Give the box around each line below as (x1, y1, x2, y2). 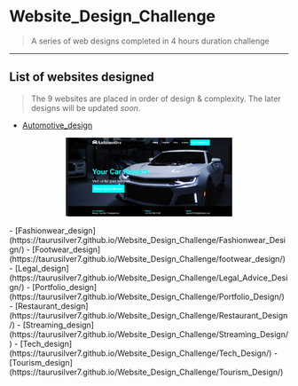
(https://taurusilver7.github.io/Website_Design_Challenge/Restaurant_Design (9, 311, 288, 321)
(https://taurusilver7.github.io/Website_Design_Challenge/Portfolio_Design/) (9, 291, 286, 303)
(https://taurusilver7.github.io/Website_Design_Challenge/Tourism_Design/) (9, 366, 284, 378)
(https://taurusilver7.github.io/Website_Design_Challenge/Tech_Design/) (9, 348, 272, 358)
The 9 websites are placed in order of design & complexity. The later (30, 93, 281, 104)
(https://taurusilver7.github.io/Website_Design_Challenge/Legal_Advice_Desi (9, 272, 288, 283)
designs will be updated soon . (30, 102, 141, 113)
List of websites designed (9, 69, 154, 85)
